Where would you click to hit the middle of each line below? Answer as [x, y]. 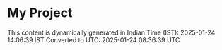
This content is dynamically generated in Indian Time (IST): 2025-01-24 [111, 32]
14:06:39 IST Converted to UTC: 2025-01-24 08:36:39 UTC [94, 39]
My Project [40, 13]
